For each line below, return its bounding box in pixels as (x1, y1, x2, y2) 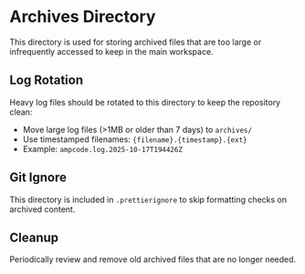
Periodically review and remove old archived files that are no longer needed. (9, 254, 297, 265)
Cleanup (9, 229, 59, 245)
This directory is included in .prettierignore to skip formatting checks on (9, 194, 288, 205)
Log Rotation (9, 73, 84, 88)
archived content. (9, 203, 76, 215)
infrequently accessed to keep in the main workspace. (9, 46, 214, 56)
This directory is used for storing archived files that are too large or (9, 36, 262, 47)
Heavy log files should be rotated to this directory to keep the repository (9, 96, 281, 107)
